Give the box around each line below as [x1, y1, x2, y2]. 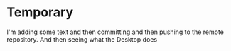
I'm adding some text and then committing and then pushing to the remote [6, 28, 225, 36]
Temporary [6, 4, 74, 21]
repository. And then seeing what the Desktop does [6, 35, 158, 43]
